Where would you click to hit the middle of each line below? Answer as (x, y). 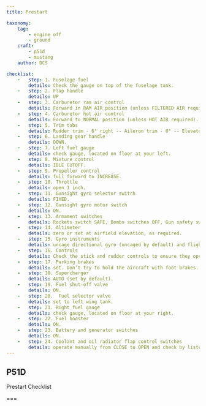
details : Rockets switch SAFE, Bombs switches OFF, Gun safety (111, 222)
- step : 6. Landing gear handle (61, 137)
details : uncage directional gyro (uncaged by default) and (107, 245)
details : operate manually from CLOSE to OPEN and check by (107, 347)
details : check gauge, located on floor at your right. (101, 313)
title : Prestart (27, 12)
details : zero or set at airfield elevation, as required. (105, 233)
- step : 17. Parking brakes (56, 262)
